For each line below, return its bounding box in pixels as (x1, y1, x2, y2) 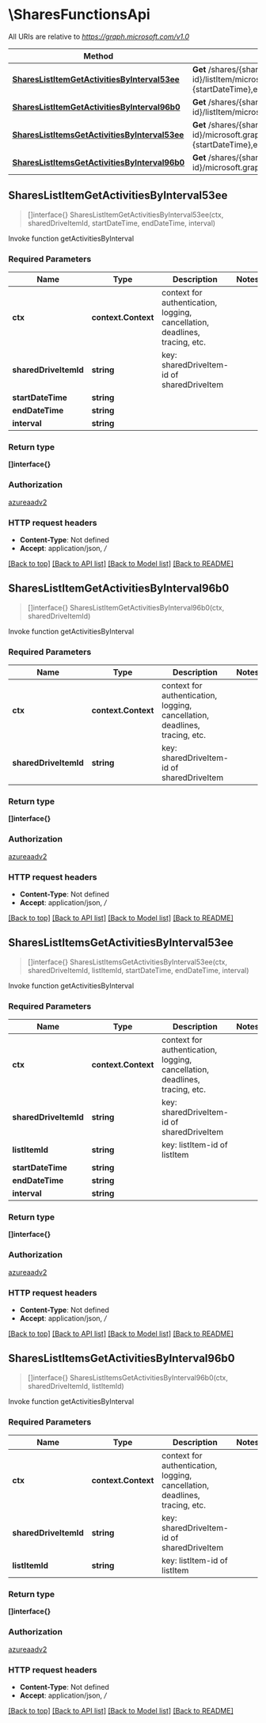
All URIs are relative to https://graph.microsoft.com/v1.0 (8, 32, 190, 41)
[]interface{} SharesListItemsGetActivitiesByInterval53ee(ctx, (27, 957, 228, 967)
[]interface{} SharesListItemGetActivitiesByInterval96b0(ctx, (27, 603, 225, 612)
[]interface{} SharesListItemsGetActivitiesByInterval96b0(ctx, (27, 1372, 228, 1383)
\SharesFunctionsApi (8, 6, 150, 24)
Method (83, 50, 114, 61)
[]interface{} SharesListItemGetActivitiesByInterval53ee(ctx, (27, 210, 224, 219)
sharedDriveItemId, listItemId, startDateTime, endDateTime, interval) (27, 965, 249, 975)
